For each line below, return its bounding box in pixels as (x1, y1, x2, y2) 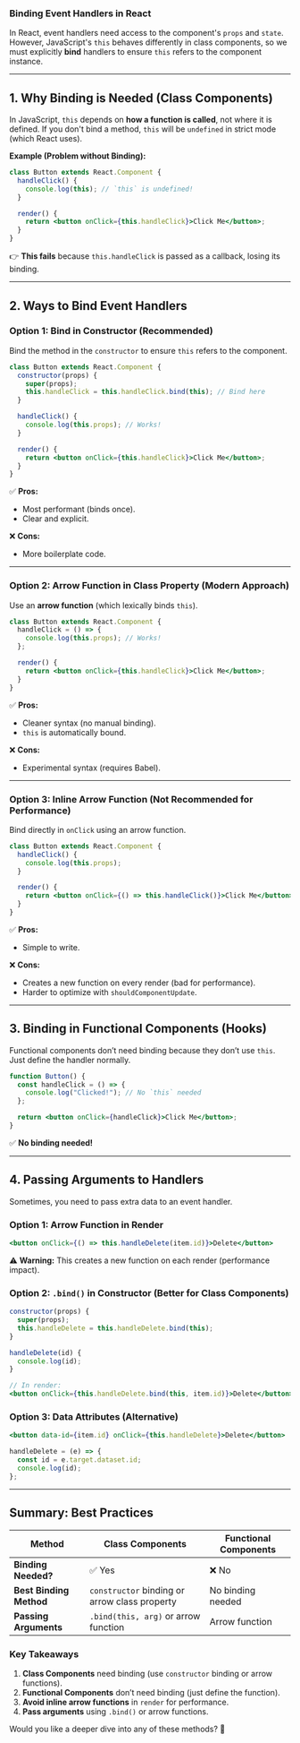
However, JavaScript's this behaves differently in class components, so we (9, 37, 287, 47)
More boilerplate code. (21, 549, 106, 560)
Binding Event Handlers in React (9, 7, 152, 20)
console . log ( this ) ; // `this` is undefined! (25, 185, 194, 193)
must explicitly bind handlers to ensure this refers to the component (9, 47, 262, 57)
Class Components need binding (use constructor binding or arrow (21, 1668, 273, 1679)
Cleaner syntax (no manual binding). (21, 717, 156, 728)
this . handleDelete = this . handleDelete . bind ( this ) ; (17, 1324, 214, 1333)
